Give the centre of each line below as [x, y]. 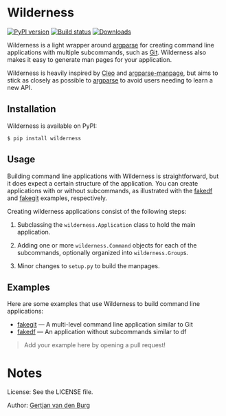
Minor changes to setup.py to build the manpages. [88, 265]
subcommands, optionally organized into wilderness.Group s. [103, 252]
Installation [32, 109]
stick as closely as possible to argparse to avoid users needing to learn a [110, 80]
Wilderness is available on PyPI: [52, 126]
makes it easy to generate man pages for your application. [90, 59]
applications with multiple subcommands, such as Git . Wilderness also [107, 52]
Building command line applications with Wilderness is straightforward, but [113, 176]
